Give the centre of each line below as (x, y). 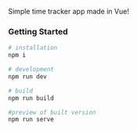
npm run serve (31, 120)
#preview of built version (52, 112)
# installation (33, 48)
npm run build (31, 98)
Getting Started (38, 31)
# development (31, 70)
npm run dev (27, 76)
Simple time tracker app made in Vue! (68, 11)
